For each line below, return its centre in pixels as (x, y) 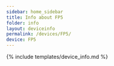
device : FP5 (21, 40)
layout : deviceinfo (31, 28)
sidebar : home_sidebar (35, 12)
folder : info (23, 23)
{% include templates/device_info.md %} (57, 57)
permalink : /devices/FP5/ (39, 34)
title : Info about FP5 (35, 17)
